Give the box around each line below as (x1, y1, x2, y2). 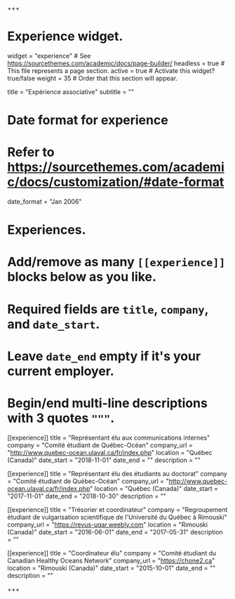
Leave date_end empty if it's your (7, 348, 201, 364)
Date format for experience (7, 112, 168, 129)
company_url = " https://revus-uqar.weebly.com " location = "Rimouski (7, 520, 208, 529)
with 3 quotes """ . (7, 410, 115, 426)
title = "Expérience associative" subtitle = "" (7, 87, 135, 96)
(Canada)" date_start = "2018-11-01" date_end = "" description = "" (7, 456, 201, 464)
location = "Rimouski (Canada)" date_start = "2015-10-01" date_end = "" (7, 563, 216, 572)
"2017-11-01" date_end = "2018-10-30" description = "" (7, 492, 167, 500)
